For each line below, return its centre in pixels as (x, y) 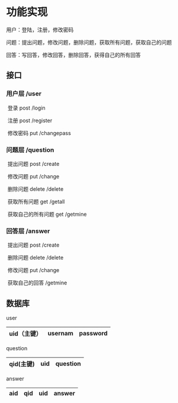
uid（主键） (26, 334)
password (93, 334)
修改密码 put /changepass (39, 133)
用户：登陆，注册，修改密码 (40, 30)
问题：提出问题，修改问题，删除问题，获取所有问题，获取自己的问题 (89, 42)
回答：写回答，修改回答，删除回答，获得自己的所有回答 (73, 55)
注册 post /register (30, 120)
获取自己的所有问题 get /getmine (47, 214)
